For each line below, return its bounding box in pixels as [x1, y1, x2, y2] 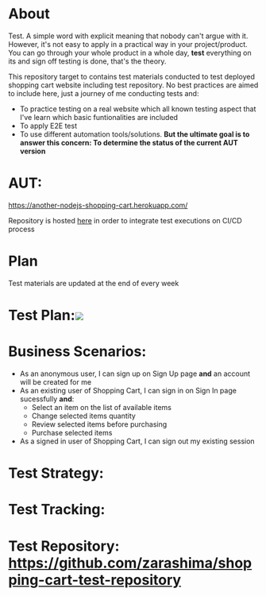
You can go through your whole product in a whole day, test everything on [8, 48, 252, 57]
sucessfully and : [19, 394, 75, 404]
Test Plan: [8, 307, 75, 324]
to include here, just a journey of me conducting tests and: [8, 88, 199, 98]
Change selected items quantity [31, 411, 137, 420]
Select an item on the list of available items [31, 402, 172, 412]
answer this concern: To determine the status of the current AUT [19, 137, 238, 147]
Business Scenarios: [8, 343, 147, 361]
